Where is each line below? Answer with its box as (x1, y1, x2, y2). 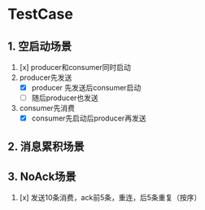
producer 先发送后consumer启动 (31, 83, 142, 92)
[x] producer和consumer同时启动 (19, 63, 131, 72)
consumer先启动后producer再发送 (31, 113, 146, 123)
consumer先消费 (19, 103, 75, 113)
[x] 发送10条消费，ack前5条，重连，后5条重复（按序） (19, 193, 202, 203)
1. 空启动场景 (7, 39, 72, 53)
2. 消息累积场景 (7, 139, 85, 153)
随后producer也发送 (31, 93, 98, 103)
